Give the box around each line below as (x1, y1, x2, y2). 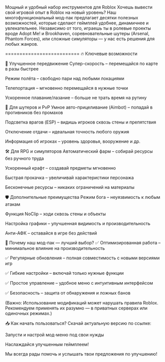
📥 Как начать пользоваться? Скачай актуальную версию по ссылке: (5, 320, 152, 326)
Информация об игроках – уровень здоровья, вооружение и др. (5, 138, 141, 144)
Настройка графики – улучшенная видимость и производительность (5, 221, 151, 226)
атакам (5, 201, 21, 207)
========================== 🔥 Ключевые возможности (5, 51, 137, 57)
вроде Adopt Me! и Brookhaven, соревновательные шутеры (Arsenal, (5, 31, 150, 36)
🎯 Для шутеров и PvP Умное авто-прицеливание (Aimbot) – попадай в (5, 104, 153, 110)
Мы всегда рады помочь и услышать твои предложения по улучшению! (5, 351, 158, 357)
